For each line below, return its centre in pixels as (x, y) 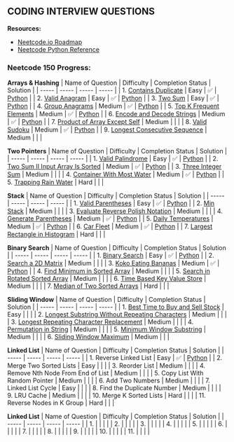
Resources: (24, 28)
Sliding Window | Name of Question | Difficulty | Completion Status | (106, 300)
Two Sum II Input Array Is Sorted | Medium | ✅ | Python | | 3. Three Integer (115, 167)
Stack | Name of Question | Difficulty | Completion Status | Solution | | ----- (116, 196)
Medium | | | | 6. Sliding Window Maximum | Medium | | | (88, 337)
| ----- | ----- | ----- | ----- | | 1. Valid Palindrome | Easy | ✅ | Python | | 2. (113, 159)
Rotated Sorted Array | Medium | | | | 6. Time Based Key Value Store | (107, 279)
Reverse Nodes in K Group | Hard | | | (61, 403)
